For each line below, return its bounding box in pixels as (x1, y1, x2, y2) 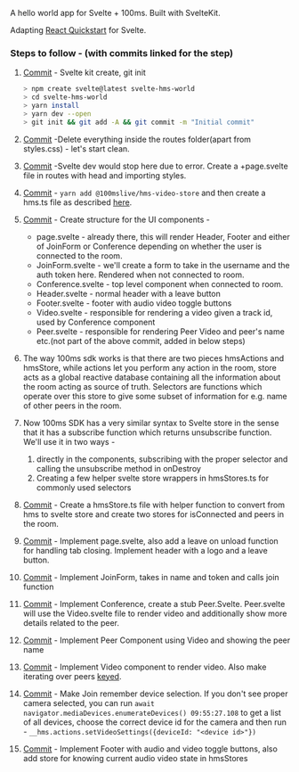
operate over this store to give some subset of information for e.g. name (22, 390, 287, 401)
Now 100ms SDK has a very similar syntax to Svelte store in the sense (22, 417, 279, 428)
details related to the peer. (22, 617, 119, 628)
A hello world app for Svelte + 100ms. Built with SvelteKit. (10, 8, 221, 18)
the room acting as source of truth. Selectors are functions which (22, 381, 263, 391)
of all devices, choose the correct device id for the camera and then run (22, 717, 287, 727)
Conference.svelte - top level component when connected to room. (36, 278, 284, 289)
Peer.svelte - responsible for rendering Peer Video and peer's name (36, 325, 286, 337)
